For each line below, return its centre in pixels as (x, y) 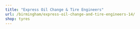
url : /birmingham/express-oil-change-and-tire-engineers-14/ (70, 14)
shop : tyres (17, 19)
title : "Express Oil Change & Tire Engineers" (54, 10)
